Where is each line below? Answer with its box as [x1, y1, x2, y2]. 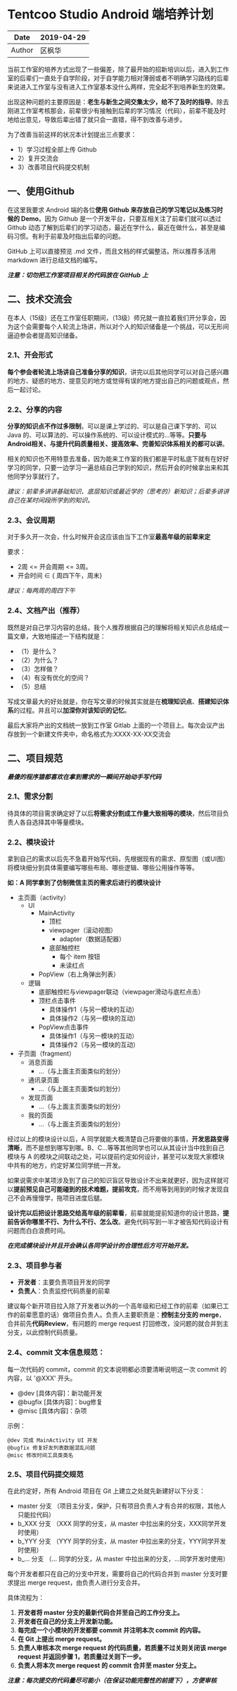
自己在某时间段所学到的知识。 [7, 496, 94, 505]
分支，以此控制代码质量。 [7, 1328, 82, 1336]
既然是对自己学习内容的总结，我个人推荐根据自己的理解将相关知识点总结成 [7, 623, 223, 632]
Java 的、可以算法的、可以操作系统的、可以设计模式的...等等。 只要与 [7, 431, 207, 439]
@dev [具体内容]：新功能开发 [17, 1389, 103, 1397]
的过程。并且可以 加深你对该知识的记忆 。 [13, 706, 131, 714]
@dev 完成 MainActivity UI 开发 [7, 1437, 98, 1444]
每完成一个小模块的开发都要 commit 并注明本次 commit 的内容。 [17, 1626, 205, 1635]
